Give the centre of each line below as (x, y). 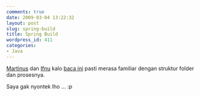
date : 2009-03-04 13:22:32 (40, 18)
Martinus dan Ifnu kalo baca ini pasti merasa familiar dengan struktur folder (100, 68)
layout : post (23, 23)
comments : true (25, 12)
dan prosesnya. (26, 75)
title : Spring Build (32, 34)
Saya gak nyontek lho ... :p (39, 86)
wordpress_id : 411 (29, 40)
